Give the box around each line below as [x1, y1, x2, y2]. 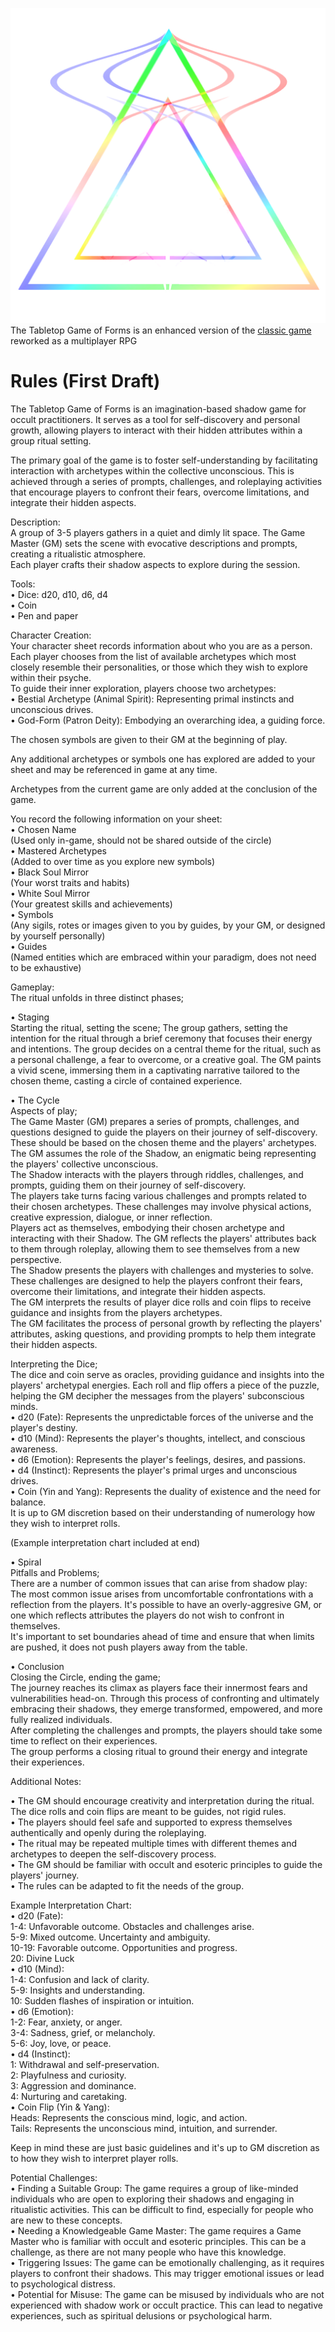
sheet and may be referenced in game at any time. [10, 763, 218, 775]
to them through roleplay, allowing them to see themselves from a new [10, 1243, 300, 1255]
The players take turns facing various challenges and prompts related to [10, 1189, 307, 1202]
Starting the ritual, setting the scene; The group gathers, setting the [10, 1021, 288, 1033]
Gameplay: [10, 981, 55, 993]
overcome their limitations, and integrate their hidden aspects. [10, 1285, 267, 1297]
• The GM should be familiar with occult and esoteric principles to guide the [10, 1858, 323, 1870]
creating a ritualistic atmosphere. [10, 548, 147, 560]
